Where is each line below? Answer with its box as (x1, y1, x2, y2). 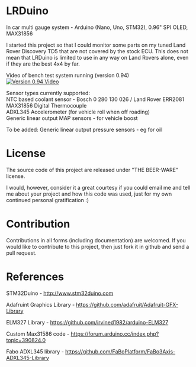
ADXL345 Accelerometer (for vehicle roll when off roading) (6, 108, 150, 115)
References (6, 270, 64, 283)
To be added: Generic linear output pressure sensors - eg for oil (6, 126, 162, 133)
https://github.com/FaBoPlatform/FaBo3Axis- (65, 347, 176, 355)
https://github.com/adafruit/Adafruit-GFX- (76, 301, 179, 308)
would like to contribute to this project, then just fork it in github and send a (6, 243, 189, 250)
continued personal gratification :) (6, 196, 89, 203)
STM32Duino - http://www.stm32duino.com (6, 290, 114, 297)
